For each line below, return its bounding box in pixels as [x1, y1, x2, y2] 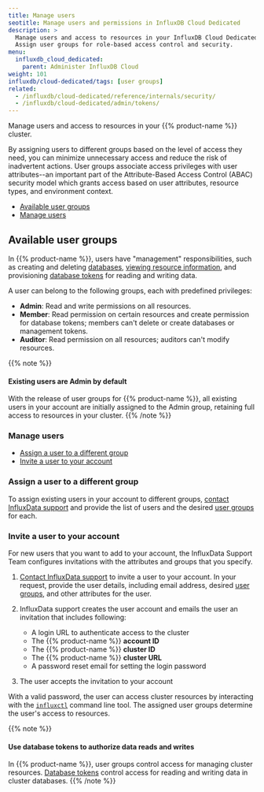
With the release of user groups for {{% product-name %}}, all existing [8, 394, 237, 403]
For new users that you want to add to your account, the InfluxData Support [8, 548, 253, 558]
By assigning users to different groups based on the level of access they [8, 145, 243, 154]
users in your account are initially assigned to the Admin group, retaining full [8, 403, 255, 412]
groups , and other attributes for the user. [19, 589, 152, 599]
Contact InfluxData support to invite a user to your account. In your [19, 572, 236, 582]
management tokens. [19, 326, 89, 336]
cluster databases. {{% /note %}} [8, 776, 116, 786]
